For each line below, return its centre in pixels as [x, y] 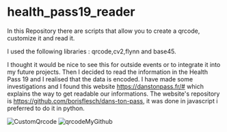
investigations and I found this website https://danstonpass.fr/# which [105, 86]
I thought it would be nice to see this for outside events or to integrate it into [114, 64]
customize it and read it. [41, 38]
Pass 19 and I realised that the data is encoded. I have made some [100, 79]
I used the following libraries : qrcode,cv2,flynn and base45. [92, 51]
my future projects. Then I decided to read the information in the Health [108, 72]
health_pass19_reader [71, 12]
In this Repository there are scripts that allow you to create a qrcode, [104, 31]
